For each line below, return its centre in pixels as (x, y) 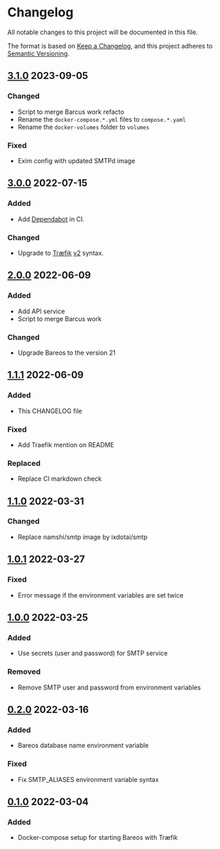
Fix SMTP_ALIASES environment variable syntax (88, 779)
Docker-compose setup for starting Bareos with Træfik (98, 838)
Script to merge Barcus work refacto (71, 112)
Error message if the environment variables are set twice (100, 595)
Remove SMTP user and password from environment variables (109, 687)
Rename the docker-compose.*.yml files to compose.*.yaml (101, 119)
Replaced (24, 463)
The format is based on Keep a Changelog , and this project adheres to (110, 46)
